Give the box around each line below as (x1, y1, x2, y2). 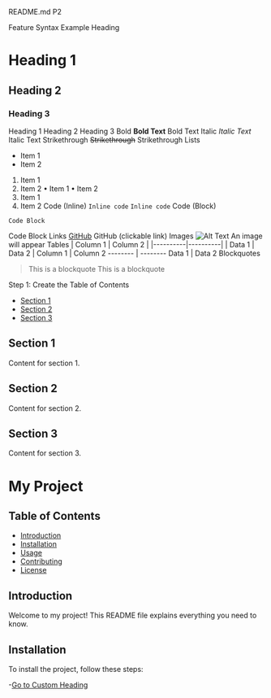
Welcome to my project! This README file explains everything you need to (8, 610, 257, 621)
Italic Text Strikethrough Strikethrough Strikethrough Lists (8, 134, 200, 145)
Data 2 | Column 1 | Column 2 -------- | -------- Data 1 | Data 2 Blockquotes (8, 248, 261, 258)
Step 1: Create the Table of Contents (8, 280, 130, 290)
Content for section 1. (8, 358, 80, 368)
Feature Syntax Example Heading (8, 23, 120, 32)
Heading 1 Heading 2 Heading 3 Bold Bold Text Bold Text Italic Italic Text (8, 126, 252, 136)
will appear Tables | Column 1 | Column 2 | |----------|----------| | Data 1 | (8, 239, 255, 249)
